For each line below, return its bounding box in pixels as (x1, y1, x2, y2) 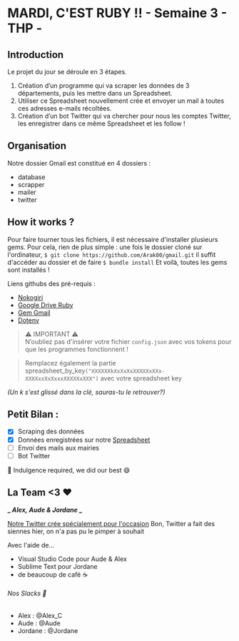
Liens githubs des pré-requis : (7, 279, 96, 288)
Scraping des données (17, 427, 84, 436)
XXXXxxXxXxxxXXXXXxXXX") (24, 375, 99, 383)
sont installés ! (7, 266, 50, 274)
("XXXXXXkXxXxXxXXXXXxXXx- (85, 368, 166, 375)
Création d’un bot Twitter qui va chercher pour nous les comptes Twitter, (17, 112, 232, 120)
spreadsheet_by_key (24, 366, 86, 375)
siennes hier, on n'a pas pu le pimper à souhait (7, 527, 145, 535)
